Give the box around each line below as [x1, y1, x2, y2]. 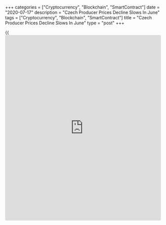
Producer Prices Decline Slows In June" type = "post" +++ [5, 20, 124, 26]
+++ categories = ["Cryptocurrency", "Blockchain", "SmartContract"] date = [5, 4, 160, 10]
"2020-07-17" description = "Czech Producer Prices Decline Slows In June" [5, 9, 160, 15]
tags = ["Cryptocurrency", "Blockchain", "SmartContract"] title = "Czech [5, 15, 152, 20]
